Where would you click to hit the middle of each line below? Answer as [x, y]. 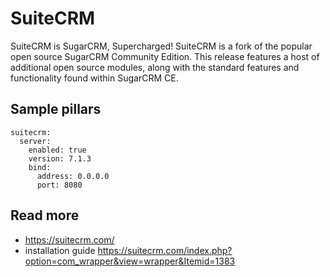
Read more [45, 215]
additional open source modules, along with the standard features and [155, 67]
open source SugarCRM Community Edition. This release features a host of [165, 56]
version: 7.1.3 [60, 158]
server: [35, 141]
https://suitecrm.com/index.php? [165, 250]
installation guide [60, 250]
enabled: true [57, 150]
